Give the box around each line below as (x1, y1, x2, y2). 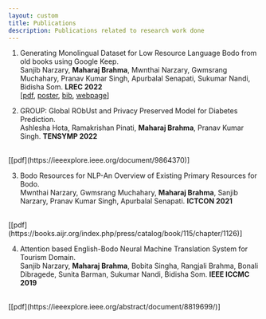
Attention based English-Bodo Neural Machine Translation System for (19, 244, 248, 254)
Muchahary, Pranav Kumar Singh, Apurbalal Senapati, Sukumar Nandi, (19, 73, 251, 84)
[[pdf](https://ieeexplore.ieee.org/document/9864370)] (8, 156, 190, 165)
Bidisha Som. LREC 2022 (19, 82, 103, 92)
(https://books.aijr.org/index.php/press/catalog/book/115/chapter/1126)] (8, 229, 243, 238)
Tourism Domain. (19, 253, 76, 262)
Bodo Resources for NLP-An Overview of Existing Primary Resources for (19, 171, 257, 180)
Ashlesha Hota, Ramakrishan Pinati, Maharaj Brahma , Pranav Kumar (19, 123, 244, 132)
